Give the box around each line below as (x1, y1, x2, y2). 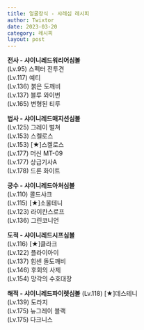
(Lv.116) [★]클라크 (7, 239, 58, 248)
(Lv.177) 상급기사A (7, 158, 58, 166)
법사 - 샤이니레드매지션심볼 (7, 114, 81, 123)
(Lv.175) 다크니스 (7, 315, 54, 324)
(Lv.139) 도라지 (7, 298, 48, 306)
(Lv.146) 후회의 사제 (7, 266, 61, 274)
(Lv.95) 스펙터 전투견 (7, 65, 65, 73)
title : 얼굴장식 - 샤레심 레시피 (7, 10, 90, 17)
